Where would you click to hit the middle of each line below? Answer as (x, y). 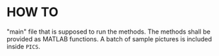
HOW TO (32, 12)
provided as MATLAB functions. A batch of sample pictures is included (109, 38)
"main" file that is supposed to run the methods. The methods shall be (109, 31)
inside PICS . (23, 46)
